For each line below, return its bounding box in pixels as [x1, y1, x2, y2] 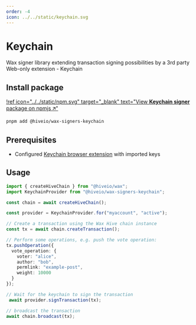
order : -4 [6, 8, 31, 15]
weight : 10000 [17, 270, 51, 276]
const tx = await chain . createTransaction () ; [6, 226, 120, 232]
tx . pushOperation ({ [6, 242, 54, 248]
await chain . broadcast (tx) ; [6, 313, 76, 319]
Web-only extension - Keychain [6, 66, 83, 73]
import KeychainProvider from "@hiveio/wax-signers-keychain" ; [6, 188, 165, 195]
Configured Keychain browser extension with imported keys [14, 150, 161, 157]
